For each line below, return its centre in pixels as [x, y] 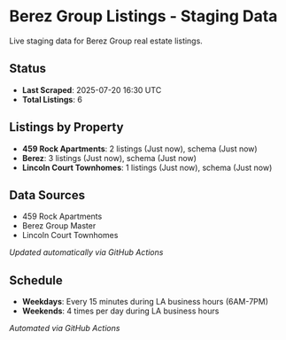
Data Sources [47, 195]
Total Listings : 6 [52, 99]
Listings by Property [66, 127]
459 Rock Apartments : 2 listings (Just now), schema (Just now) [140, 149]
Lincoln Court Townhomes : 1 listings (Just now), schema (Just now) [147, 167]
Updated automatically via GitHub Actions [86, 252]
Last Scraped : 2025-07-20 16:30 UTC [92, 89]
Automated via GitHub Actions [65, 328]
